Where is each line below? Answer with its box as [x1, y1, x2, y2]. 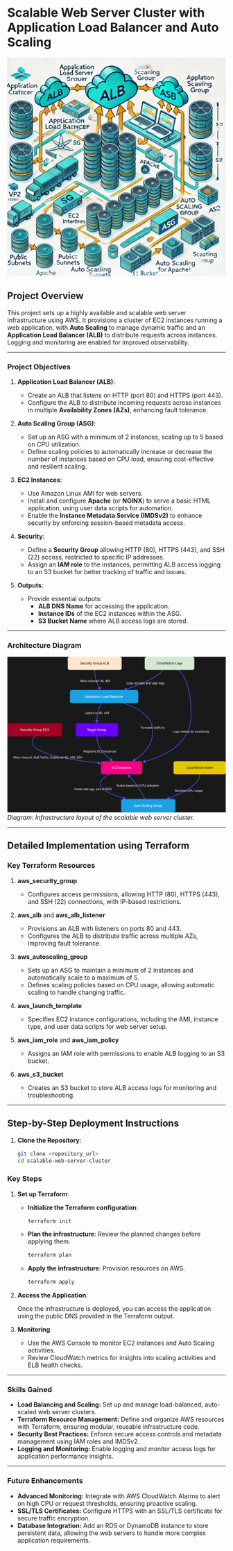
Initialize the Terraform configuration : [27, 1203, 139, 1212]
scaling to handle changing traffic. [27, 988, 126, 996]
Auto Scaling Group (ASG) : [17, 419, 96, 428]
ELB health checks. [27, 1361, 83, 1369]
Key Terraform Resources [7, 861, 96, 871]
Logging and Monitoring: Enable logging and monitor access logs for [17, 1445, 216, 1453]
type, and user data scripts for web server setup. [27, 1022, 168, 1030]
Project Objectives [7, 362, 71, 371]
